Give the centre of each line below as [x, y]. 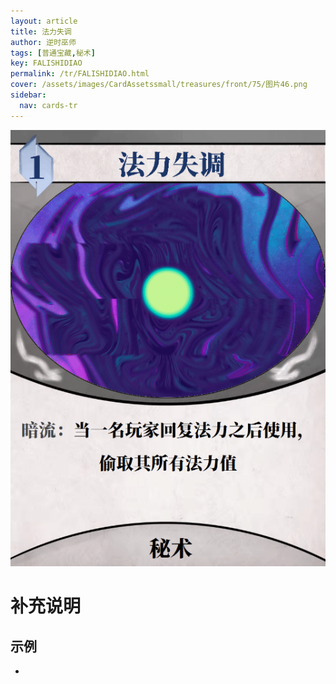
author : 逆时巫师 [43, 42]
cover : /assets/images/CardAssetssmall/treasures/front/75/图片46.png [159, 85]
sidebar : [28, 95]
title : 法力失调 [41, 31]
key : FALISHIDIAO [46, 63]
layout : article [44, 21]
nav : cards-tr [48, 105]
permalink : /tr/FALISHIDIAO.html [80, 74]
